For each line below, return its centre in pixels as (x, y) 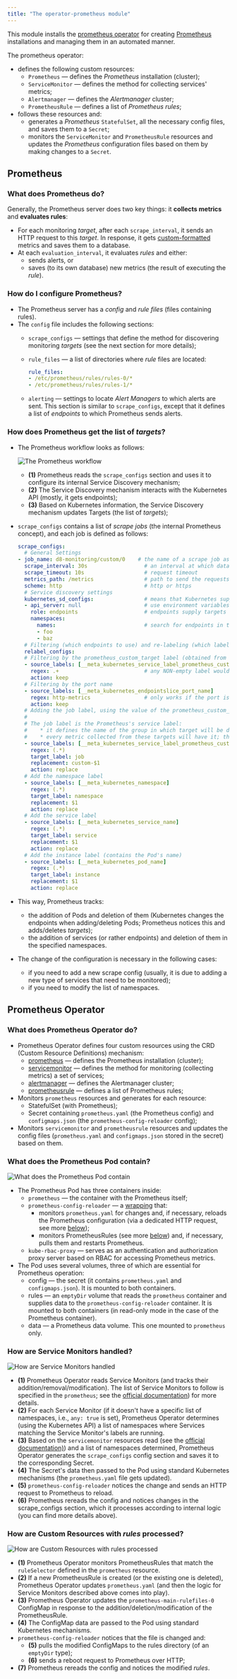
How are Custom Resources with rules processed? (96, 1534)
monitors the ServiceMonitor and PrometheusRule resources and (120, 136)
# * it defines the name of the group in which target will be (124, 731)
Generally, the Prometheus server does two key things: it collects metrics (115, 209)
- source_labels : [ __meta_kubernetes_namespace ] (97, 783)
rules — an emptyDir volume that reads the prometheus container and (127, 1295)
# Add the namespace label (64, 777)
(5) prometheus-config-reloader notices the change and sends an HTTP (122, 1485)
